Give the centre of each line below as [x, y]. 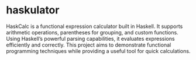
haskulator [33, 10]
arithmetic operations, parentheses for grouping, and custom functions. [92, 32]
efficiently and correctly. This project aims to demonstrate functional [89, 45]
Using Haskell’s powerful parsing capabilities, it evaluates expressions [90, 38]
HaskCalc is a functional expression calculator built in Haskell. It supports [94, 26]
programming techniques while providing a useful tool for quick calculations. [98, 51]
